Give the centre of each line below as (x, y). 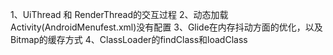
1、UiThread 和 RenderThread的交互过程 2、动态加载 (119, 14)
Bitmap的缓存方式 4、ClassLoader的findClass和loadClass (129, 39)
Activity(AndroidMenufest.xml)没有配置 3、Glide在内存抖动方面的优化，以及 (166, 27)
